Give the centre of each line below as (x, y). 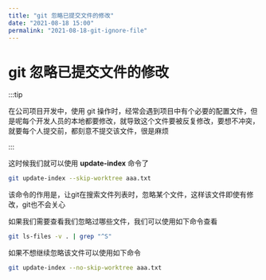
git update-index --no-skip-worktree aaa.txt (85, 268)
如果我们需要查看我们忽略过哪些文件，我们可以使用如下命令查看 (113, 222)
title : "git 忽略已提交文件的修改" (61, 16)
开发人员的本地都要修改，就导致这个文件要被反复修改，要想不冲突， (147, 121)
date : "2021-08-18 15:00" (51, 23)
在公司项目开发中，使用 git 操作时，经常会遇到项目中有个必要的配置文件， (129, 111)
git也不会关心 (44, 204)
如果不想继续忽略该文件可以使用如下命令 (74, 253)
